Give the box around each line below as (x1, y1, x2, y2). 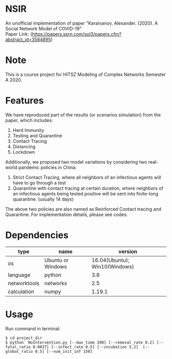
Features (5, 95, 44, 107)
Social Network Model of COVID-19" (5, 25, 82, 31)
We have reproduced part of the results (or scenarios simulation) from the (5, 111, 161, 118)
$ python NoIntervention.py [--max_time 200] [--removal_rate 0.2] (5, 340, 155, 345)
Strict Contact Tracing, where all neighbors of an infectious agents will (12, 174, 161, 180)
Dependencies (5, 229, 69, 241)
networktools (8, 280, 40, 287)
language (8, 271, 31, 278)
